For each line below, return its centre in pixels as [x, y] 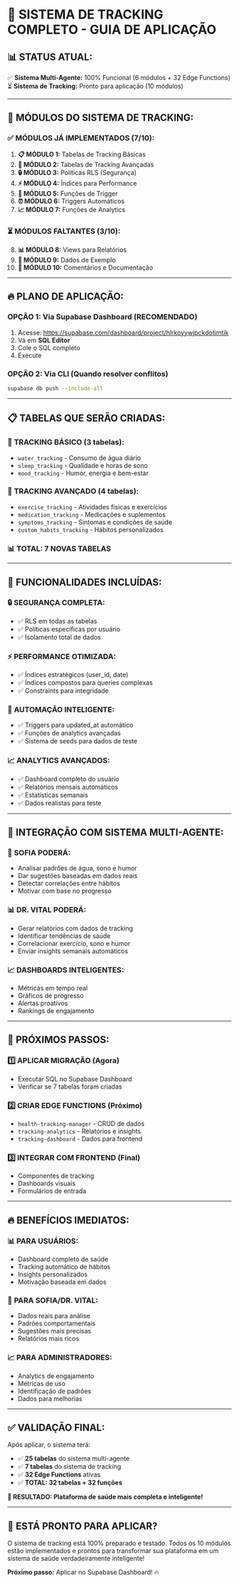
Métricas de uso [42, 1383]
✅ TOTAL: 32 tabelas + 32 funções [70, 1482]
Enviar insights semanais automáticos [73, 951]
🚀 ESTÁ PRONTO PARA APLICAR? [83, 1526]
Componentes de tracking [56, 1176]
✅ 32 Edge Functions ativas [59, 1475]
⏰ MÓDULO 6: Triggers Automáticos [71, 201]
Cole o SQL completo [49, 347]
